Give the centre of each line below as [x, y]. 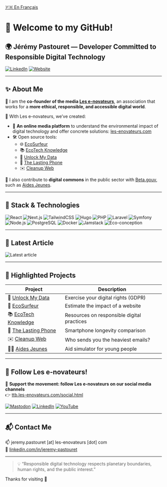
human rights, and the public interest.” [56, 469]
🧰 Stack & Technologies [42, 205]
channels [15, 389]
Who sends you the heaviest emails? [108, 340]
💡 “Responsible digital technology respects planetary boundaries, [84, 464]
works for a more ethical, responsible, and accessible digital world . [76, 106]
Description [112, 289]
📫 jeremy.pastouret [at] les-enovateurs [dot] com [56, 442]
